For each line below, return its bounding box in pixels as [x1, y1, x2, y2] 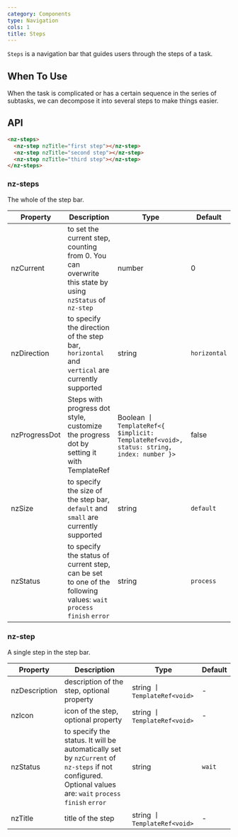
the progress [67, 430, 110, 440]
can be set [67, 568, 103, 578]
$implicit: [118, 428, 154, 437]
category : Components [7, 10, 72, 18]
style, [67, 412, 86, 422]
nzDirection [11, 348, 50, 358]
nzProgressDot [11, 430, 62, 440]
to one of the [67, 577, 110, 587]
